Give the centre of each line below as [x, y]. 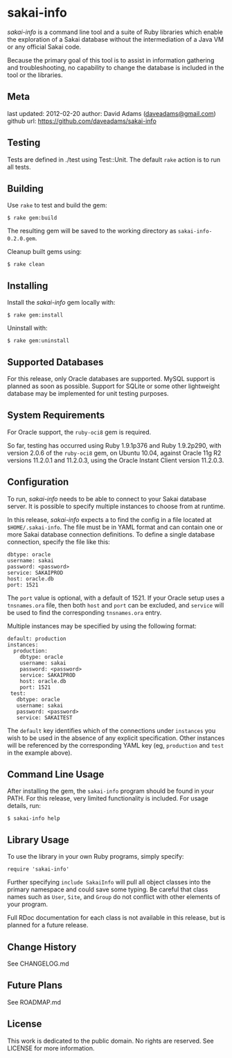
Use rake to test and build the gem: [57, 205]
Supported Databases [55, 362]
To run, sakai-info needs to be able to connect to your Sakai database [107, 498]
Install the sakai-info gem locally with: [61, 303]
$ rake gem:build [32, 218]
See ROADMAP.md [34, 1002]
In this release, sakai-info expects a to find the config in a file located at [109, 519]
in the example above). [40, 753]
